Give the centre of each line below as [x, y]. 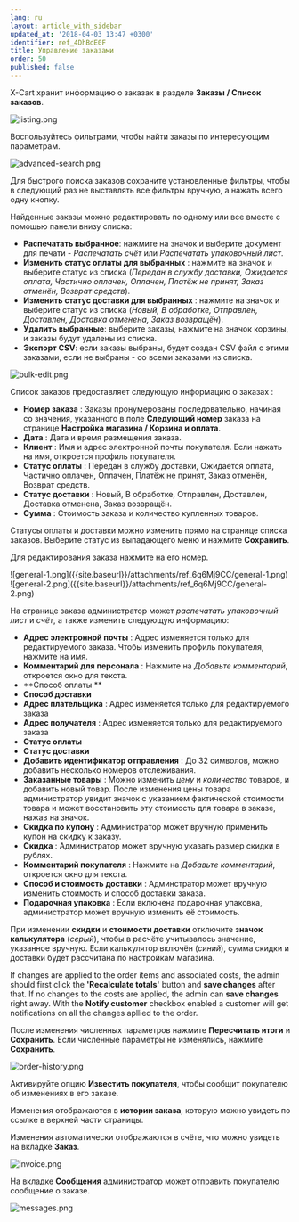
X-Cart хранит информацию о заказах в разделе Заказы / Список [136, 92]
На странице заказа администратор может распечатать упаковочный [144, 611]
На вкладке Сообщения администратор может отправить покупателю [145, 1181]
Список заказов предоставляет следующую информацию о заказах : [142, 391]
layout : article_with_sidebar [66, 26]
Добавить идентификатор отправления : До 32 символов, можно [151, 760]
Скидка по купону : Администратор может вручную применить [145, 826]
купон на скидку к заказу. [72, 836]
